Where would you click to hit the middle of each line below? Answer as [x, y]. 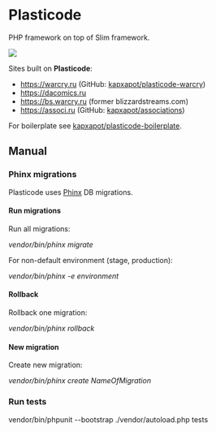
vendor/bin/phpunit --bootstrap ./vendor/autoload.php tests [108, 419]
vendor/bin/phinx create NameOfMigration [80, 381]
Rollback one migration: [48, 313]
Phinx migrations [43, 175]
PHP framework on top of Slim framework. [79, 37]
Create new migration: [45, 365]
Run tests [28, 402]
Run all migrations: [39, 228]
